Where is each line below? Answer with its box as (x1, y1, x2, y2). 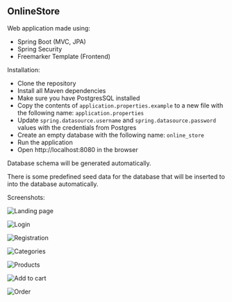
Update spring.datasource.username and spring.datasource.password (17, 116, 217, 124)
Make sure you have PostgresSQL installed (17, 94, 140, 102)
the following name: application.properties (17, 108, 144, 117)
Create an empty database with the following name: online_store (17, 131, 205, 139)
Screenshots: (7, 193, 45, 201)
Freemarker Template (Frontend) (17, 52, 111, 60)
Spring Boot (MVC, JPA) (17, 37, 87, 46)
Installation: (7, 65, 40, 74)
